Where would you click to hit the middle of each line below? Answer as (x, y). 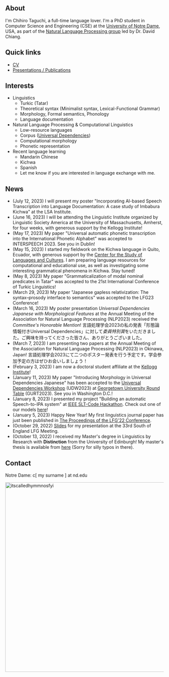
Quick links (23, 53)
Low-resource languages (46, 130)
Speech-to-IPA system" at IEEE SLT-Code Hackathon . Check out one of (87, 404)
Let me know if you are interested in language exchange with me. (88, 173)
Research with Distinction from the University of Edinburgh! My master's (88, 442)
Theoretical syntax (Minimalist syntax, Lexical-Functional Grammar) (90, 109)
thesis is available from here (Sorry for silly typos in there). (73, 447)
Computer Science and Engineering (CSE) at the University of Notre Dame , (83, 26)
